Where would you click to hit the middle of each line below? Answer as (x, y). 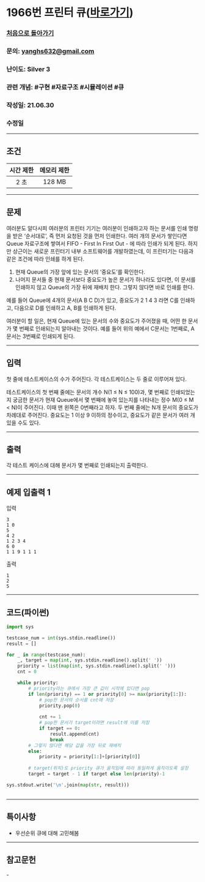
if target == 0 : (59, 729)
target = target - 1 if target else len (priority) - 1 (97, 774)
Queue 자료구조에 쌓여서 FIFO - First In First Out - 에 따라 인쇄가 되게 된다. (96, 243)
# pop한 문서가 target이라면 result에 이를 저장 (94, 723)
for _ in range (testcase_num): (46, 655)
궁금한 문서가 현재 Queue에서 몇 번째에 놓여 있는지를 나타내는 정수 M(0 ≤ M (103, 399)
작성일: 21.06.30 (30, 105)
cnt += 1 (50, 717)
